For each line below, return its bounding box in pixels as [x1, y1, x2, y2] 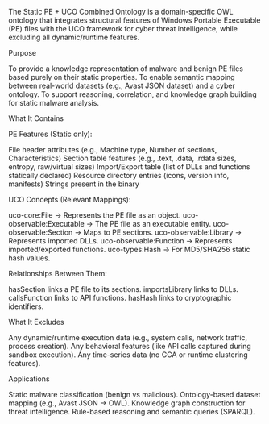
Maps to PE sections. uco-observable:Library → [83, 227, 242, 237]
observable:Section [8, 227, 73, 237]
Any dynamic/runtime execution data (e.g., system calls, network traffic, [8, 333, 248, 342]
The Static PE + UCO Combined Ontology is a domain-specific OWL [8, 7, 234, 16]
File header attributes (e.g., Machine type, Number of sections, [8, 145, 217, 154]
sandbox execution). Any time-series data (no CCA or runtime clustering [8, 350, 248, 360]
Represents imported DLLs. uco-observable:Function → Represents [8, 236, 233, 245]
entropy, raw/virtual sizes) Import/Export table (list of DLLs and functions [8, 162, 250, 172]
